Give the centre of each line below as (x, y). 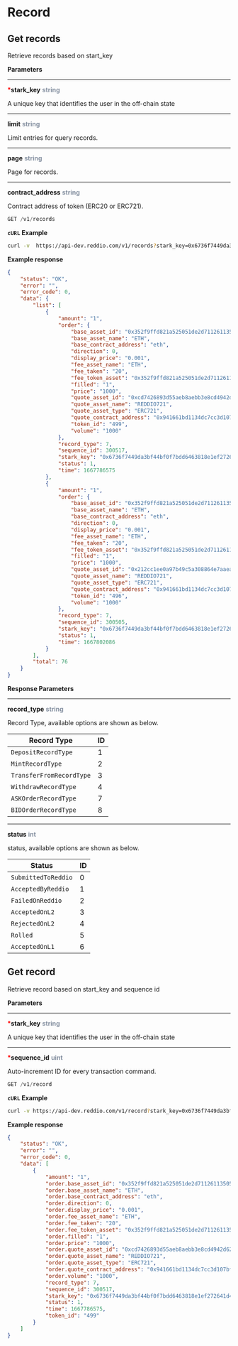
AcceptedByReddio (40, 889)
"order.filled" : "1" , (77, 1237)
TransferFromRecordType (51, 775)
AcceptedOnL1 (33, 946)
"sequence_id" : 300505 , (93, 622)
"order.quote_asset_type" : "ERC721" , (101, 1263)
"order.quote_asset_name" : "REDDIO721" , (106, 1257)
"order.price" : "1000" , (80, 1243)
